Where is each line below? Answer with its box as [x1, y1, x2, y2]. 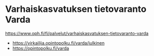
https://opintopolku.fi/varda [12, 45, 69, 51]
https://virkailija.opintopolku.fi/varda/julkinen [12, 40, 105, 46]
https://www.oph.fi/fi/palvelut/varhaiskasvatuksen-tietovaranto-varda [5, 30, 149, 36]
